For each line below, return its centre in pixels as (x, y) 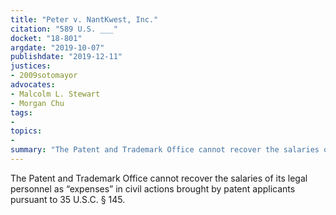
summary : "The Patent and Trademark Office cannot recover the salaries (165, 150)
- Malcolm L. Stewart (55, 94)
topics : (26, 131)
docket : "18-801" (46, 38)
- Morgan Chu (37, 103)
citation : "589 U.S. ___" (64, 29)
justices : (31, 66)
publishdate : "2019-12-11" (66, 57)
